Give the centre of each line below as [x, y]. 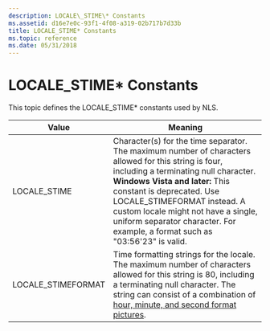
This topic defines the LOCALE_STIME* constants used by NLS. [113, 108]
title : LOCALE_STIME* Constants [62, 31]
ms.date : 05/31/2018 [43, 46]
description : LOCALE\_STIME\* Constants [77, 16]
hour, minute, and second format [175, 304]
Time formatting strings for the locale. [184, 255]
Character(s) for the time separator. [180, 141]
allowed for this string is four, [168, 161]
